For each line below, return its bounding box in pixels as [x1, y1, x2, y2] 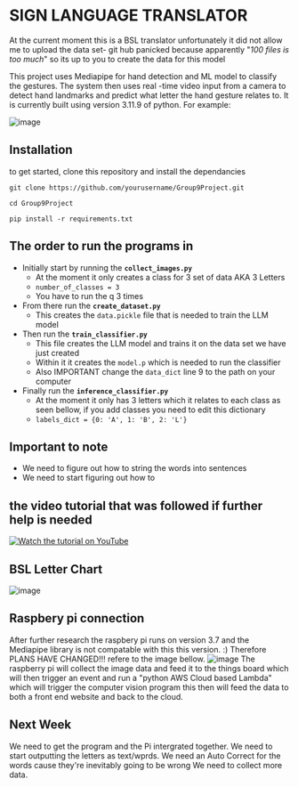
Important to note [9, 439, 109, 454]
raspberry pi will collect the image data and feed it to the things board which [9, 662, 289, 673]
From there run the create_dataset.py [21, 300, 161, 311]
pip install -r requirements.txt [9, 215, 133, 223]
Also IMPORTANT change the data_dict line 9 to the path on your [35, 366, 276, 377]
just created [35, 347, 80, 358]
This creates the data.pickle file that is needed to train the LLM [35, 309, 269, 320]
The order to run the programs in [9, 239, 194, 254]
